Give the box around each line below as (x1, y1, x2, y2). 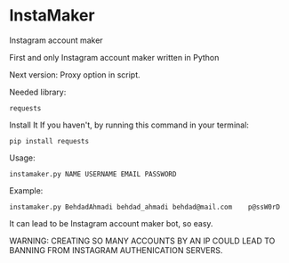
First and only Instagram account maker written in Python (9, 52, 220, 62)
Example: (9, 185, 44, 196)
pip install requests (9, 136, 90, 145)
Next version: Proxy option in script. (9, 69, 140, 80)
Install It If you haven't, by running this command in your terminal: (9, 119, 249, 130)
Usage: (9, 152, 36, 163)
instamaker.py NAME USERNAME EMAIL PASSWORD (9, 169, 177, 178)
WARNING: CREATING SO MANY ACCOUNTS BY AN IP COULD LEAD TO (9, 235, 276, 246)
